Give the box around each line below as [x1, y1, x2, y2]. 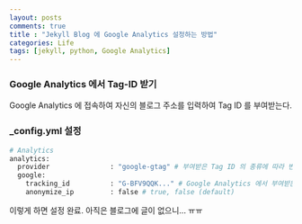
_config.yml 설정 [9, 125, 82, 138]
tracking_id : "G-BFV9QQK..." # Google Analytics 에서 [25, 179, 268, 189]
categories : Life [9, 38, 75, 48]
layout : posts [9, 13, 63, 22]
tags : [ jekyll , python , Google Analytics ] [9, 47, 171, 56]
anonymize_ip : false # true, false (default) [25, 188, 235, 197]
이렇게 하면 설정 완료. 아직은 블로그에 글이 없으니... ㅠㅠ [9, 204, 203, 216]
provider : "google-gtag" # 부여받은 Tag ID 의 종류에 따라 [17, 163, 285, 172]
